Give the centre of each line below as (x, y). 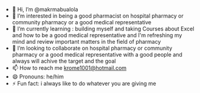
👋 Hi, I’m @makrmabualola (45, 9)
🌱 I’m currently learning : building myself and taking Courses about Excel (103, 29)
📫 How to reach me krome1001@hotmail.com (69, 68)
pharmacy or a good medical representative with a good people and (97, 54)
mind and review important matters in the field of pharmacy (86, 42)
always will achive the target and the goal (64, 61)
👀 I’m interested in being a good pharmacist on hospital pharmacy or (98, 16)
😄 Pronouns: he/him (38, 77)
